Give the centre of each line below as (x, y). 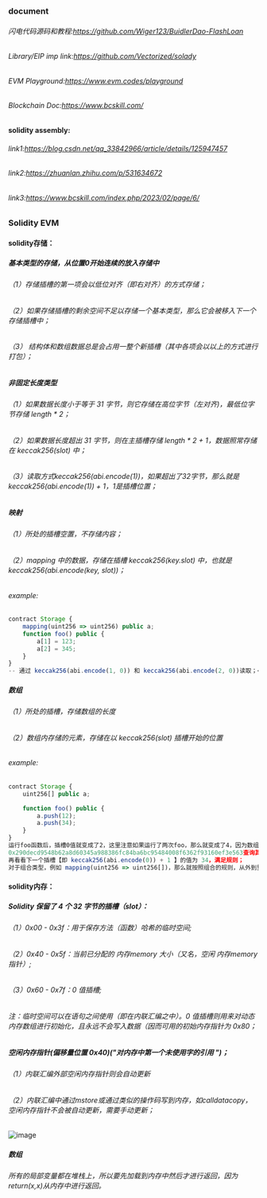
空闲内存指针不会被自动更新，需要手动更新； (81, 1110)
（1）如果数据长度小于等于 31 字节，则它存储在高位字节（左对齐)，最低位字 (132, 404)
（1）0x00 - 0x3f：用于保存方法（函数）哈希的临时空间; (100, 928)
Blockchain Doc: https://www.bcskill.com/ (76, 106)
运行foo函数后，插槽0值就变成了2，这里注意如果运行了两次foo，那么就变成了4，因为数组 (134, 846)
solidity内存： (31, 887)
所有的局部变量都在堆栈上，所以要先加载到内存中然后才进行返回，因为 (123, 1176)
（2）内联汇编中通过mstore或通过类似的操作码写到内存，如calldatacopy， (130, 1100)
